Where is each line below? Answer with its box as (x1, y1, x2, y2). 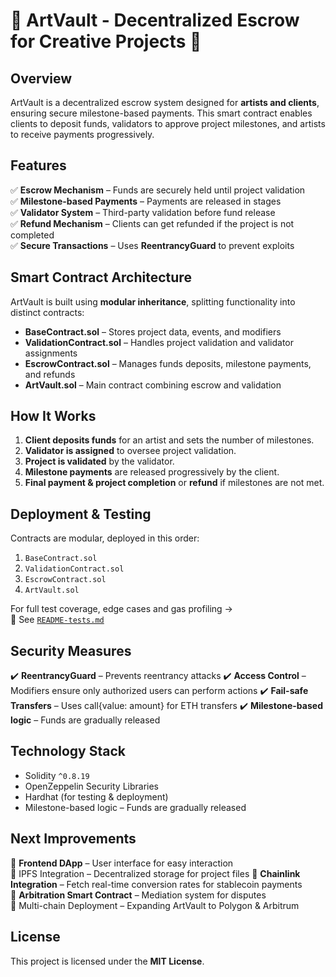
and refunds (24, 368, 76, 380)
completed (10, 229, 55, 241)
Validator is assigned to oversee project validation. (24, 445, 237, 457)
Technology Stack (10, 743, 126, 760)
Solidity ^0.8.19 (24, 769, 90, 781)
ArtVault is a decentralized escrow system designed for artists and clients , (10, 97, 320, 108)
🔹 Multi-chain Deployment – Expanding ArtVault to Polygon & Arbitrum (10, 899, 300, 911)
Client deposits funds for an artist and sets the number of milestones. (24, 434, 315, 446)
